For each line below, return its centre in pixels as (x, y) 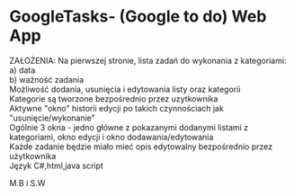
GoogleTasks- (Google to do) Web (138, 17)
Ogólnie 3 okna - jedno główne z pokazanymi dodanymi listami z (129, 127)
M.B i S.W (27, 183)
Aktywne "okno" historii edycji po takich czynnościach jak (117, 108)
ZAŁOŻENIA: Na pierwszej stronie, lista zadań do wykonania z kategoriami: (148, 60)
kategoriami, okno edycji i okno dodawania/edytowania (111, 137)
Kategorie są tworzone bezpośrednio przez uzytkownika (114, 98)
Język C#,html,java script (56, 165)
